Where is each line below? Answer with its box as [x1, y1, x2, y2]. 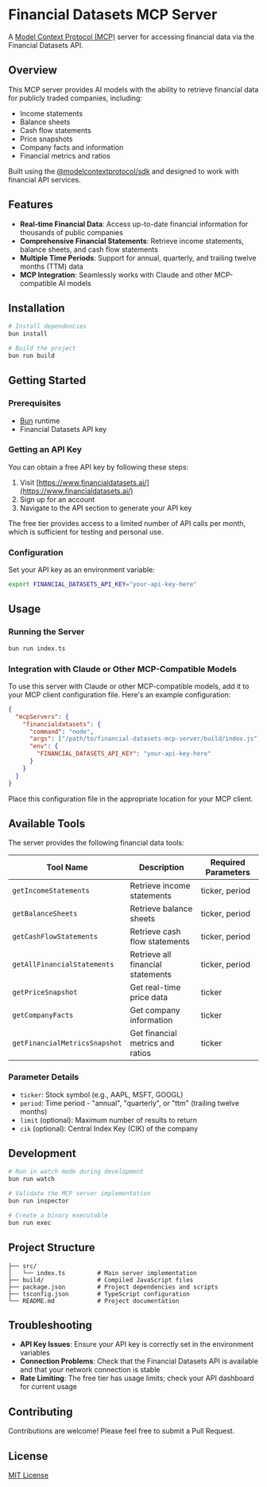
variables [19, 1348, 50, 1358]
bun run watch [8, 1175, 56, 1183]
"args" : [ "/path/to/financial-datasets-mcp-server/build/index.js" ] [29, 735, 261, 743]
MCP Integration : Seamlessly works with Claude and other [19, 269, 213, 280]
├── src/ [8, 1261, 37, 1270]
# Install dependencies [8, 323, 87, 331]
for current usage [19, 1382, 78, 1391]
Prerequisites [8, 398, 61, 409]
